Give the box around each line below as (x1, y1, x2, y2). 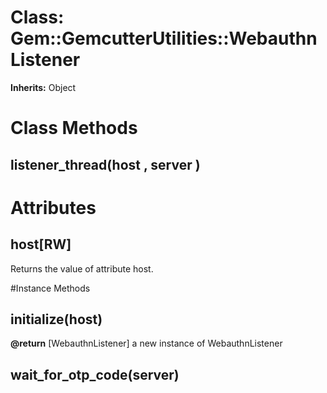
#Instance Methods (10, 282, 91, 294)
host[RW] (10, 236, 72, 253)
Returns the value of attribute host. (10, 262, 154, 275)
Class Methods (10, 117, 138, 140)
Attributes (10, 196, 97, 219)
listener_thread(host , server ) (10, 156, 201, 173)
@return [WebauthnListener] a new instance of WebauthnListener (10, 337, 283, 350)
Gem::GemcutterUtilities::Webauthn (10, 27, 318, 50)
